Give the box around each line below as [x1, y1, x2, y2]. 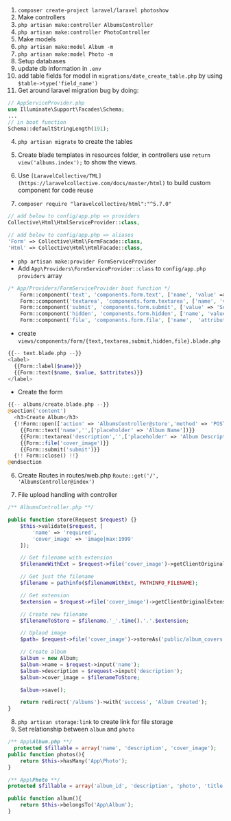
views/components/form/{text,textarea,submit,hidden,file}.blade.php [17, 338, 221, 345]
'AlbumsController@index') [17, 478, 95, 486]
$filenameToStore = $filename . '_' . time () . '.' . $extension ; [20, 617, 189, 624]
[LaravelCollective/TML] [30, 173, 102, 180]
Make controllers [17, 13, 66, 21]
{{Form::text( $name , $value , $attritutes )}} [14, 369, 143, 376]
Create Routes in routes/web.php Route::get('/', [17, 471, 160, 480]
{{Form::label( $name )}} [14, 363, 82, 370]
